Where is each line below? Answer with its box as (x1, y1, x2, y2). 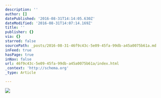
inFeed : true (5, 48, 32, 52)
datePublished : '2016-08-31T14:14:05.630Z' (5, 16, 95, 21)
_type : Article (5, 70, 36, 75)
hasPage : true (5, 52, 34, 57)
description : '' (5, 7, 38, 12)
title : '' (5, 25, 25, 30)
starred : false (5, 39, 36, 44)
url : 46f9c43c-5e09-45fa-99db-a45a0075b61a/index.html (5, 61, 119, 66)
